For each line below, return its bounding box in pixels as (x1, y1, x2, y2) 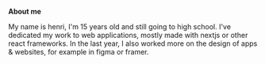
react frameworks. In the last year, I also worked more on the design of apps (8, 39, 258, 48)
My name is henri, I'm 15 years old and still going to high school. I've (8, 22, 232, 31)
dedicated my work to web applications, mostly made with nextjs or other (8, 31, 248, 40)
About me (8, 7, 42, 16)
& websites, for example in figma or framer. (8, 47, 149, 56)
